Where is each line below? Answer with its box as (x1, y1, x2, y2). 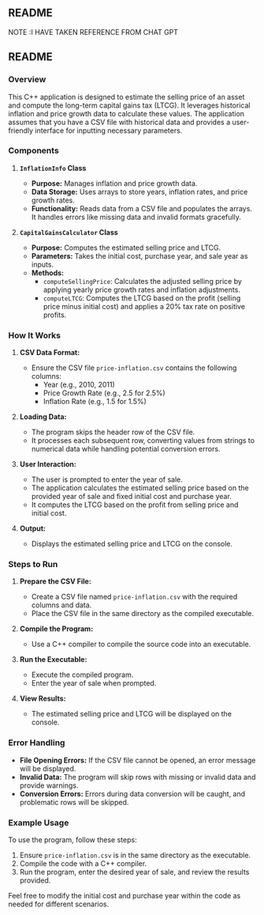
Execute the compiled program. (31, 670, 134, 679)
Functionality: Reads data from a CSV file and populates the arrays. (31, 203, 252, 213)
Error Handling (8, 737, 65, 748)
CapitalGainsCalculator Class (19, 227, 118, 236)
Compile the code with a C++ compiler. (19, 858, 147, 868)
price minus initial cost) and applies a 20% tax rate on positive (43, 301, 246, 311)
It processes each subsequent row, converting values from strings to (31, 436, 255, 445)
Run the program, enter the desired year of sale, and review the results (19, 867, 250, 876)
